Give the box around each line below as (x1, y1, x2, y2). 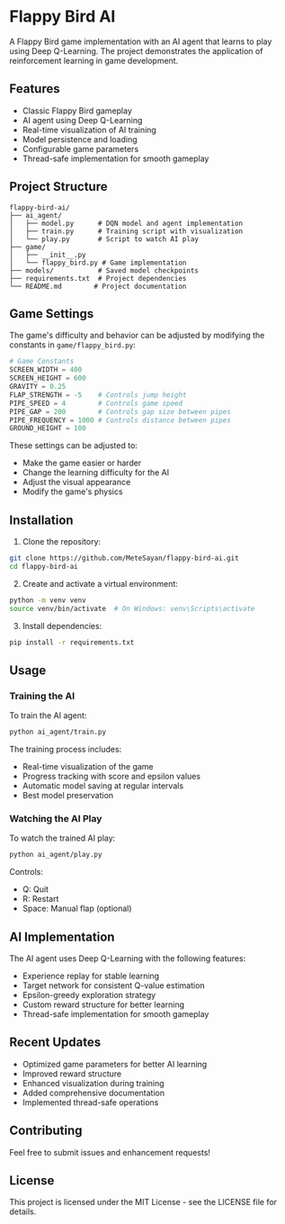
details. (9, 1206, 37, 1217)
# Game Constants (9, 357, 75, 366)
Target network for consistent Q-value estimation (22, 979, 205, 991)
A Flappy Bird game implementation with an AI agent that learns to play (9, 36, 272, 47)
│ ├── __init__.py (9, 250, 87, 259)
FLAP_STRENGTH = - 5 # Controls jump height (9, 390, 187, 400)
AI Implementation (9, 929, 115, 944)
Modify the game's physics (22, 486, 123, 497)
